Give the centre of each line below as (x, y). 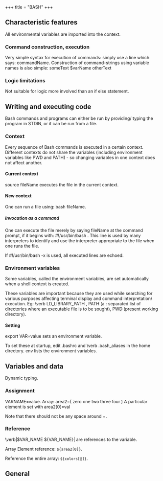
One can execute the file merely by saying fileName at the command (74, 230)
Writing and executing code (48, 106)
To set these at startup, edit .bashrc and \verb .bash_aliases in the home (78, 346)
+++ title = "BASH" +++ (29, 7)
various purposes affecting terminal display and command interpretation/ (79, 298)
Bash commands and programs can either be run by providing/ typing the (79, 118)
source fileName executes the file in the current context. (62, 184)
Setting (13, 325)
